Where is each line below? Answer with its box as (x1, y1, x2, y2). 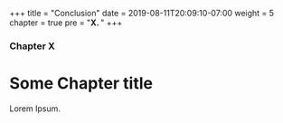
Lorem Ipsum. (9, 103, 61, 114)
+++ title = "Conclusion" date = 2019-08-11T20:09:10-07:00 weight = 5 (9, 8, 274, 18)
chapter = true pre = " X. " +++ (9, 17, 123, 28)
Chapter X (9, 40, 56, 52)
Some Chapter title (9, 73, 154, 94)
